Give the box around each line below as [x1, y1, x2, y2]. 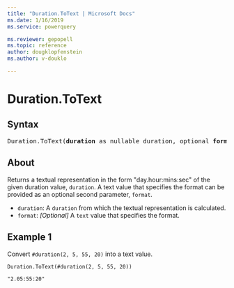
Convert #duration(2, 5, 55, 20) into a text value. [7, 250, 153, 258]
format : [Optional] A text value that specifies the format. [17, 211, 180, 219]
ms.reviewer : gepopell [7, 35, 73, 42]
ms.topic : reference [7, 42, 68, 49]
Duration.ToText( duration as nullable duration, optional [7, 137, 210, 145]
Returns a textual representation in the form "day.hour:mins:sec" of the [7, 175, 211, 184]
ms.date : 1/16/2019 [7, 17, 64, 24]
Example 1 [7, 231, 52, 243]
